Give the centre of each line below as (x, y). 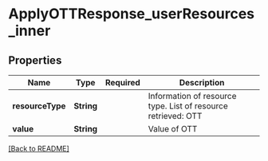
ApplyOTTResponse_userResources (132, 14)
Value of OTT (173, 129)
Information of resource (192, 96)
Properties (35, 60)
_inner (30, 31)
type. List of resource (188, 106)
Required (123, 82)
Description (202, 82)
